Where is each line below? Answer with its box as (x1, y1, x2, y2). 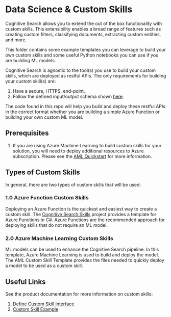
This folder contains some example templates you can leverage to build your (5, 46, 166, 52)
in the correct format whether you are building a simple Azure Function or (5, 109, 160, 115)
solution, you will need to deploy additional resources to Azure (12, 148, 144, 154)
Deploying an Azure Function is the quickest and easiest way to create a (5, 205, 157, 212)
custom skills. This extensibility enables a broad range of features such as (5, 25, 161, 32)
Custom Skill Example (12, 306, 59, 312)
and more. (5, 37, 27, 43)
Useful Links (5, 277, 46, 286)
